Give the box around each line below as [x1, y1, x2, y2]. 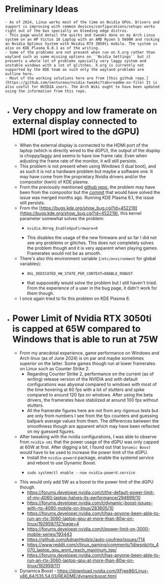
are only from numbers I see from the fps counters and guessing [27, 413, 159, 419]
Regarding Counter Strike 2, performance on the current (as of [27, 371, 154, 377]
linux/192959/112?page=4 [27, 520, 79, 526]
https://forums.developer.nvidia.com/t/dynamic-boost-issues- [27, 500, 153, 506]
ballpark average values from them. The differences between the [27, 418, 159, 424]
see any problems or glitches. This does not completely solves [27, 240, 154, 246]
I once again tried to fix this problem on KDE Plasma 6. [19, 295, 131, 301]
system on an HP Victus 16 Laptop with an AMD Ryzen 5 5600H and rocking [5, 37, 160, 42]
